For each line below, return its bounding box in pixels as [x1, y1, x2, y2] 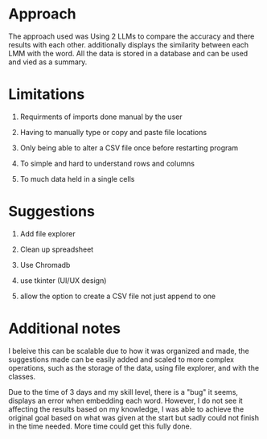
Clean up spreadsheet [19, 244, 94, 254]
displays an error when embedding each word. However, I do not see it [8, 396, 243, 405]
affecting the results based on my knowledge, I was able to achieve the [8, 404, 244, 414]
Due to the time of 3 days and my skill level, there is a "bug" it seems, [8, 387, 239, 396]
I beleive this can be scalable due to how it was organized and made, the [8, 346, 249, 355]
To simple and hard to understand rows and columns [19, 158, 195, 168]
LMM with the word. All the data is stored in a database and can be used [8, 48, 249, 58]
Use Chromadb [19, 260, 71, 269]
